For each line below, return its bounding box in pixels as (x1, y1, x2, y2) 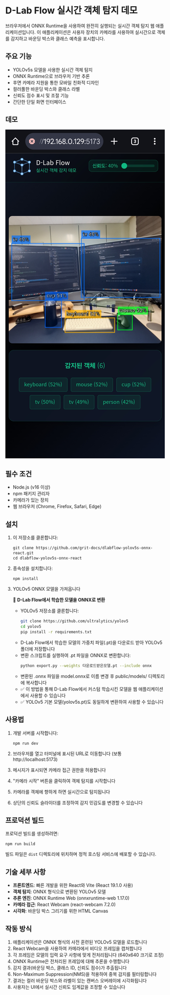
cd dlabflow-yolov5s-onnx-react (12, 556, 82, 561)
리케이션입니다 (5, 29, 35, 35)
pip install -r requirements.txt (20, 629, 92, 634)
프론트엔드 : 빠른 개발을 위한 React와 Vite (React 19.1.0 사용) (12, 882, 133, 889)
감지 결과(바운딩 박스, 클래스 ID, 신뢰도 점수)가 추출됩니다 (12, 964, 127, 971)
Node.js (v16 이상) (12, 484, 51, 491)
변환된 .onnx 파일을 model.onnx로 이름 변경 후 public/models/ (20, 673, 147, 679)
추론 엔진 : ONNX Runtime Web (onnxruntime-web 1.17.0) (12, 895, 130, 902)
